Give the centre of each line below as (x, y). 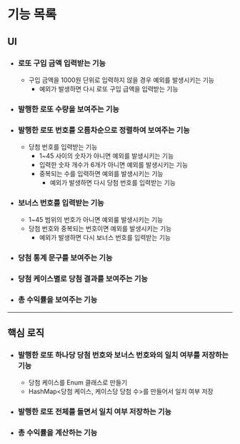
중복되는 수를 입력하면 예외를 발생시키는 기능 (101, 174)
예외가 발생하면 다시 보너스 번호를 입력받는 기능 (105, 238)
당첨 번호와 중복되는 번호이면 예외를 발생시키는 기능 (100, 228)
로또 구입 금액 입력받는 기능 (61, 63)
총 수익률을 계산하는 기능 (57, 433)
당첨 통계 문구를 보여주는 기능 (65, 258)
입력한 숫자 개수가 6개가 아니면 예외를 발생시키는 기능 (113, 165)
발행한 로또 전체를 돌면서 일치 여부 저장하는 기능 (94, 412)
